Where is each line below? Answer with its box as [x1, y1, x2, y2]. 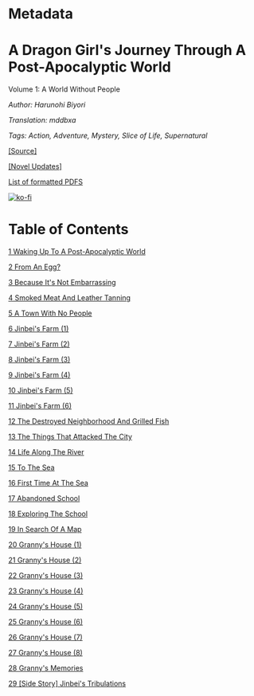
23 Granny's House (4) [8, 586, 84, 596]
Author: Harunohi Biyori [8, 100, 86, 110]
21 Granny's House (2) [8, 555, 82, 565]
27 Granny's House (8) [8, 648, 84, 658]
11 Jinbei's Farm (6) [8, 401, 72, 411]
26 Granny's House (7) [8, 632, 84, 642]
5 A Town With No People [8, 308, 92, 319]
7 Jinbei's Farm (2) [8, 339, 70, 349]
